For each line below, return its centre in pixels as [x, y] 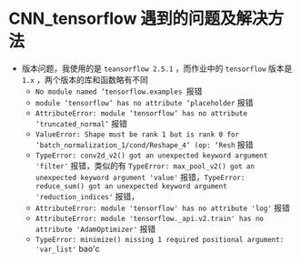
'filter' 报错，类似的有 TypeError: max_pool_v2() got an [145, 166]
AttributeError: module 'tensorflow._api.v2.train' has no [150, 218]
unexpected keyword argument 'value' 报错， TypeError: [140, 177]
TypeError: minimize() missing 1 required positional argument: [160, 239]
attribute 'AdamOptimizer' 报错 [95, 228]
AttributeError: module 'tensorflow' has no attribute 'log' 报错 [162, 207]
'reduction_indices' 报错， [87, 196]
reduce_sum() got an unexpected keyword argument [131, 186]
